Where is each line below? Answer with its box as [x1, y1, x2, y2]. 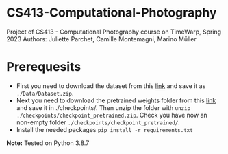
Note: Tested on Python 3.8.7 [6, 139, 90, 147]
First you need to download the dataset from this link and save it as [16, 81, 206, 90]
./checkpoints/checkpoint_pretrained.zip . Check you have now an [16, 111, 208, 119]
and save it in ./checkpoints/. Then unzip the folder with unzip [16, 103, 191, 111]
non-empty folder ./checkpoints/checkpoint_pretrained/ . [16, 118, 181, 126]
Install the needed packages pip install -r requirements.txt [16, 125, 193, 133]
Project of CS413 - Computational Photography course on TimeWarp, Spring [6, 27, 222, 36]
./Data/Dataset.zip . [16, 89, 74, 97]
